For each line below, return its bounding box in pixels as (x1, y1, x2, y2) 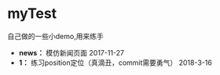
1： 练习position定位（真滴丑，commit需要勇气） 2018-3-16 (18, 58, 213, 67)
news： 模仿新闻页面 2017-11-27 (18, 48, 125, 57)
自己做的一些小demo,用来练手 (7, 31, 104, 41)
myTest (7, 5, 57, 23)
